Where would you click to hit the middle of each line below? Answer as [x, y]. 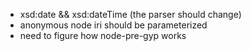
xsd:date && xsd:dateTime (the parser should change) [130, 14]
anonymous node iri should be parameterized [113, 25]
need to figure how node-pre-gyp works [103, 35]
